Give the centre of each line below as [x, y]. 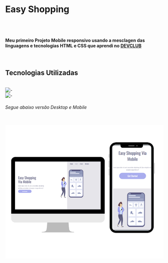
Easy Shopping [37, 9]
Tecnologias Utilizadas [42, 72]
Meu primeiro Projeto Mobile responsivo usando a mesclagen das [75, 40]
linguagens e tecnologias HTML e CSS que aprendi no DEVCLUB [73, 45]
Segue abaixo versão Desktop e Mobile [46, 107]
